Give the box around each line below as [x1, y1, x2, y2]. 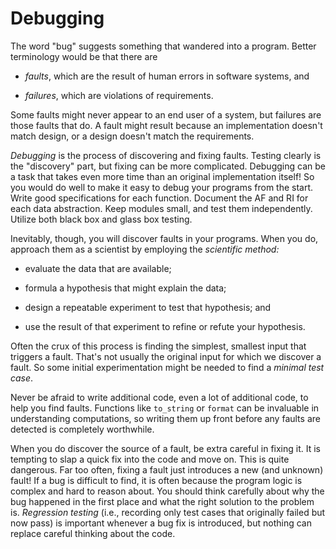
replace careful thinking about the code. [10, 527, 176, 539]
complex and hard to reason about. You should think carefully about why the [10, 485, 325, 497]
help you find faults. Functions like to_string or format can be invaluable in [10, 402, 320, 414]
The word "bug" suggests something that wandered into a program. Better [10, 40, 317, 52]
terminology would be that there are [10, 50, 158, 62]
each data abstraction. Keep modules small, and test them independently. [10, 202, 313, 214]
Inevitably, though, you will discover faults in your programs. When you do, [10, 232, 319, 244]
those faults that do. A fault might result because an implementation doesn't [10, 119, 323, 131]
